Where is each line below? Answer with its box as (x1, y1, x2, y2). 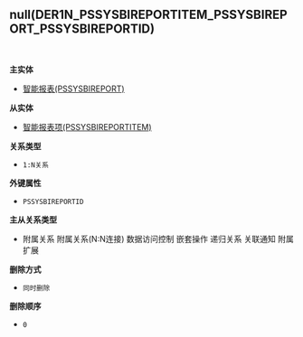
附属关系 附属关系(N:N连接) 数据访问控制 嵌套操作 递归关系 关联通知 (22, 233, 276, 244)
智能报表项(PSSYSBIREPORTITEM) (22, 121, 152, 132)
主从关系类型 (9, 214, 57, 225)
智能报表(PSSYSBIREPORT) (22, 83, 125, 94)
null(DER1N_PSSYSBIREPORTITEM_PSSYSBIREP (9, 7, 288, 23)
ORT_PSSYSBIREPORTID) (9, 22, 156, 37)
